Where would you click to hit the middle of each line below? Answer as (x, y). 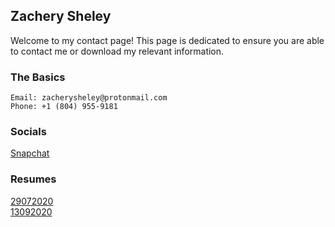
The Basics (38, 77)
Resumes (33, 179)
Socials (28, 132)
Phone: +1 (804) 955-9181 (64, 107)
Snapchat (30, 153)
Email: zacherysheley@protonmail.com (89, 98)
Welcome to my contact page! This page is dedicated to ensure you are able (167, 40)
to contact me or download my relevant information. (117, 51)
